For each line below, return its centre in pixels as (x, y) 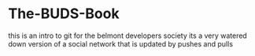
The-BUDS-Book (64, 14)
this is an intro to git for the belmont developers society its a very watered (128, 35)
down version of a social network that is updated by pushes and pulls (121, 43)
